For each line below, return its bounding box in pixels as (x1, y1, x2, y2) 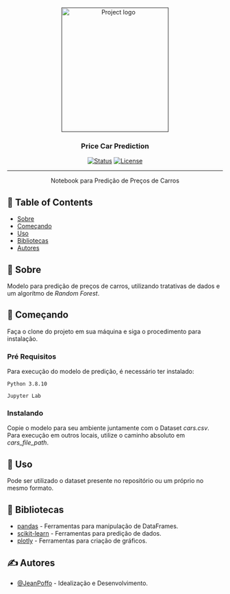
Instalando (7, 408, 43, 418)
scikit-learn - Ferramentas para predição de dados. (16, 529, 162, 537)
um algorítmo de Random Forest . (7, 289, 100, 297)
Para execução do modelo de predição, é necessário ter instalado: (7, 368, 194, 376)
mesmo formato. (7, 484, 54, 492)
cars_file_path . (7, 438, 49, 447)
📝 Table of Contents (7, 196, 93, 208)
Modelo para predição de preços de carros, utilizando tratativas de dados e (7, 282, 220, 290)
